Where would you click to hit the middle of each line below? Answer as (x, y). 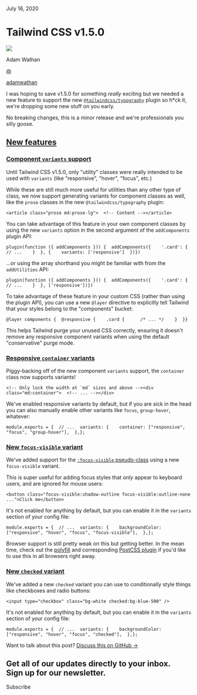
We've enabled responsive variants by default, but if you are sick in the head (99, 404)
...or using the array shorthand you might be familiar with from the (86, 263)
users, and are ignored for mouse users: (55, 484)
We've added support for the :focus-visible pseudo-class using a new (93, 460)
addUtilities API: (28, 269)
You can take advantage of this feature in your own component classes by (96, 223)
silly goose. (20, 123)
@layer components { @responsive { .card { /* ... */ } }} (97, 319)
